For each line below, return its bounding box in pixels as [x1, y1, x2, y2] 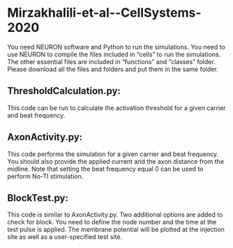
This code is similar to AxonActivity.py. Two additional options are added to [7, 210, 223, 219]
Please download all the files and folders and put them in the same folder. [7, 65, 218, 73]
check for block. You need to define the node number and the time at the [7, 218, 217, 226]
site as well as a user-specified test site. [7, 233, 123, 241]
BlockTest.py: [7, 192, 68, 203]
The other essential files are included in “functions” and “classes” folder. [7, 57, 216, 65]
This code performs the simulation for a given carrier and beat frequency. [7, 150, 219, 158]
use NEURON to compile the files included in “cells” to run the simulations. [7, 50, 221, 59]
